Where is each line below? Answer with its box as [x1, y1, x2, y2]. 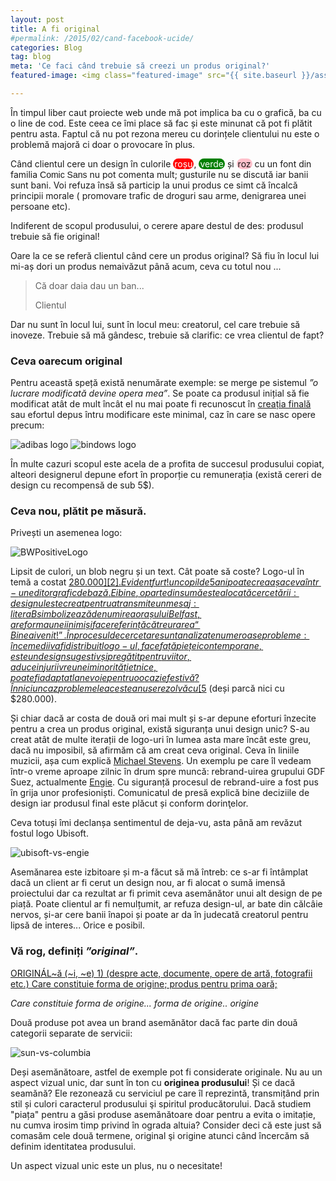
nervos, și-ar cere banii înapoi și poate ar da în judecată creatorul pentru [10, 909, 309, 921]
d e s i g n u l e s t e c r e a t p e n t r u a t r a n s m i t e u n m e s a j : [10, 597, 197, 610]
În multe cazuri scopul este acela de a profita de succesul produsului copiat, [10, 458, 325, 470]
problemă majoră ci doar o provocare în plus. [10, 138, 196, 150]
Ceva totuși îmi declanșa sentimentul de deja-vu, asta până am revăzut [10, 817, 303, 829]
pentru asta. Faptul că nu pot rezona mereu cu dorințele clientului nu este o [10, 127, 320, 140]
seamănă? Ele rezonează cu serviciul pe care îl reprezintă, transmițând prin [10, 1087, 320, 1099]
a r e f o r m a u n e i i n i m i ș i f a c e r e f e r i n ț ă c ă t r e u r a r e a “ [10, 619, 199, 631]
